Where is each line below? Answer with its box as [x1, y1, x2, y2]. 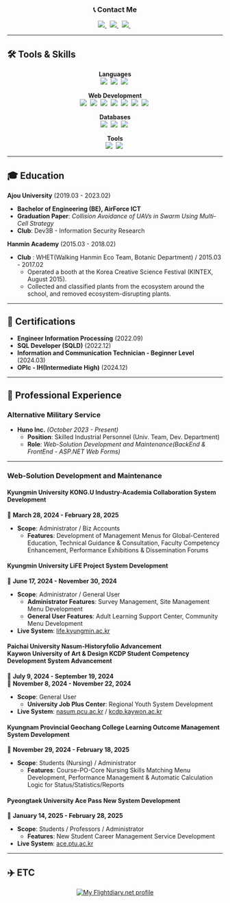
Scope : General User [16, 692, 77, 701]
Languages [99, 70, 131, 78]
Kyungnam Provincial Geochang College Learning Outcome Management [7, 723, 220, 731]
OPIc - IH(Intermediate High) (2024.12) [16, 363, 128, 371]
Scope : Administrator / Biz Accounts [16, 524, 120, 532]
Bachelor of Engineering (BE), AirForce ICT [16, 204, 142, 213]
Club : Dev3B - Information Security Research [16, 226, 145, 235]
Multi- [199, 211, 217, 220]
